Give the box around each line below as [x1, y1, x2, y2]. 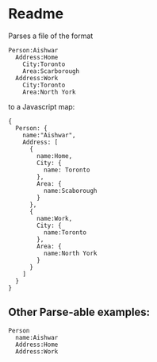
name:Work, [36, 214, 73, 222]
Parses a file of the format [8, 31, 94, 40]
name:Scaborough [43, 187, 98, 194]
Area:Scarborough [22, 67, 80, 75]
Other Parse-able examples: [8, 306, 151, 319]
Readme [8, 5, 64, 23]
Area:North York [22, 88, 77, 96]
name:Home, [36, 152, 73, 160]
